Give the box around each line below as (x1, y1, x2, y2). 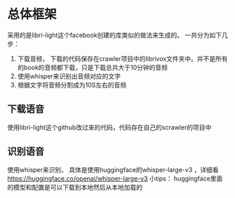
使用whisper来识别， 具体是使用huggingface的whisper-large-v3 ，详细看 (7, 165, 219, 174)
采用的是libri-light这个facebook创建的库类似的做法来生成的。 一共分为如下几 (7, 31, 228, 39)
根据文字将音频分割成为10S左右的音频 (17, 80, 127, 89)
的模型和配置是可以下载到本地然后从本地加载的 (7, 183, 142, 191)
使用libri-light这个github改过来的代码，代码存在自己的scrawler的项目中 (7, 123, 212, 132)
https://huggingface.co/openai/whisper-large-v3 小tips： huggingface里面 (7, 174, 223, 183)
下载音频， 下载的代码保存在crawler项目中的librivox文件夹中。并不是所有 (17, 54, 228, 63)
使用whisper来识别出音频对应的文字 (17, 71, 121, 80)
